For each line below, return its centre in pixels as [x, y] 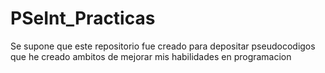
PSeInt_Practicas [83, 18]
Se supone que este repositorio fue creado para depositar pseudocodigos [163, 46]
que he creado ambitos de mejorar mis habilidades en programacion [151, 56]
